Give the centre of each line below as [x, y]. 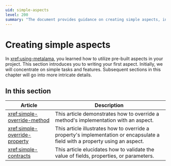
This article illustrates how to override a [102, 129]
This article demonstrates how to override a [107, 114]
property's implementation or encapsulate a [107, 135]
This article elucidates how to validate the [105, 150]
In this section [28, 91]
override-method [29, 120]
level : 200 [17, 15]
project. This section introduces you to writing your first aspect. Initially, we [84, 64]
